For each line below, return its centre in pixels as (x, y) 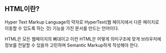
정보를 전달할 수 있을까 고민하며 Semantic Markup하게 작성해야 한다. (72, 45)
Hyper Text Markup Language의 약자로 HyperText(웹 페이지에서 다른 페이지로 (82, 22)
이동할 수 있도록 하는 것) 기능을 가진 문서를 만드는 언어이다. (62, 28)
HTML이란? (22, 9)
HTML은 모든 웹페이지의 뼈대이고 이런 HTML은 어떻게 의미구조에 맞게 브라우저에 (83, 38)
